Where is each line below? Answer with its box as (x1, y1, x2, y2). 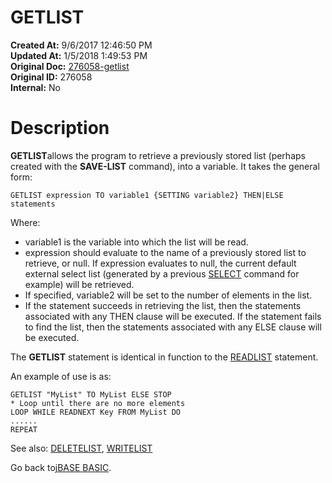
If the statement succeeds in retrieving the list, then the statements (24, 299, 302, 311)
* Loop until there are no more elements (10, 398, 186, 408)
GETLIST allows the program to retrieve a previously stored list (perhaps (10, 149, 306, 161)
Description (10, 117, 110, 140)
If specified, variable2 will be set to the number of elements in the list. (24, 289, 313, 301)
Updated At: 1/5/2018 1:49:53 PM (10, 49, 148, 61)
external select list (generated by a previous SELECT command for (24, 267, 300, 280)
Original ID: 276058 (10, 71, 93, 83)
